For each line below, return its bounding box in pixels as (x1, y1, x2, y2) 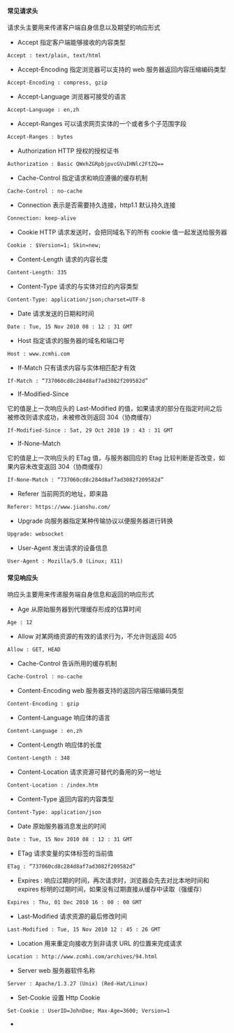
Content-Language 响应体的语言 (17, 714, 110, 722)
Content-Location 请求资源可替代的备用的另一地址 (17, 768, 162, 776)
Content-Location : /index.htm (7, 782, 98, 789)
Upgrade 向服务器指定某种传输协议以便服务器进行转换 (17, 516, 173, 525)
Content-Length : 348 (7, 754, 71, 762)
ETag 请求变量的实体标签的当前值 (17, 849, 114, 857)
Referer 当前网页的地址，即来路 (17, 490, 108, 498)
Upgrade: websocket (7, 530, 64, 538)
